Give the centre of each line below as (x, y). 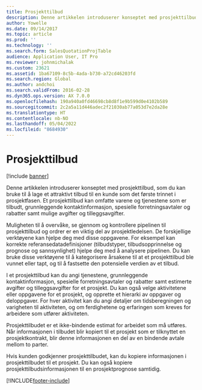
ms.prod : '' (21, 40)
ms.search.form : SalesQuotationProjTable (59, 51)
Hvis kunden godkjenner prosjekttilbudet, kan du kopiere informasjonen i (96, 356)
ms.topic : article (29, 34)
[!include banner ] (28, 176)
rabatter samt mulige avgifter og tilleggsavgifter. (66, 213)
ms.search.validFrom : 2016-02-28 (48, 90)
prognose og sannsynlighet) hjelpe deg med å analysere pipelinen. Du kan (98, 250)
